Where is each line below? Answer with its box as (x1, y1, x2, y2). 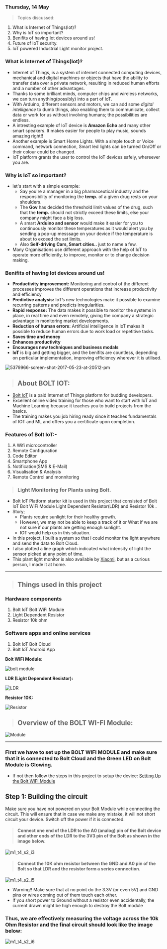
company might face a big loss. (19, 215, 84, 221)
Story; (12, 508, 25, 514)
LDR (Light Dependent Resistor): (5, 675, 74, 681)
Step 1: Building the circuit (5, 793, 88, 801)
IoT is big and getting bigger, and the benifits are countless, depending (12, 350, 158, 356)
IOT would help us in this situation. (19, 529, 90, 536)
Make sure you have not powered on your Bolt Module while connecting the (5, 806, 161, 812)
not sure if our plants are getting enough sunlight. (19, 524, 122, 530)
